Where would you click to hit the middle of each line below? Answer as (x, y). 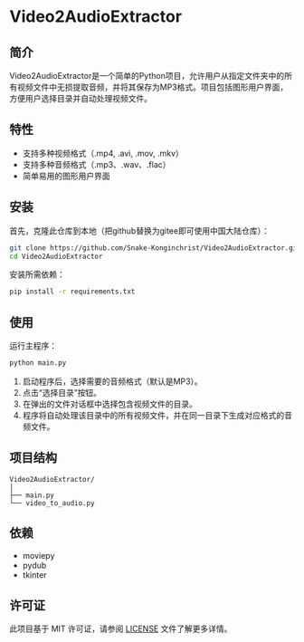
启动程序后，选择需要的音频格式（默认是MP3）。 (113, 381)
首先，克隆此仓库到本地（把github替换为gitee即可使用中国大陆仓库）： (139, 230)
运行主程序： (33, 346)
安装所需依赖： (37, 274)
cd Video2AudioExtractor (56, 256)
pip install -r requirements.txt (72, 292)
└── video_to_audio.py (52, 503)
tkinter (34, 575)
